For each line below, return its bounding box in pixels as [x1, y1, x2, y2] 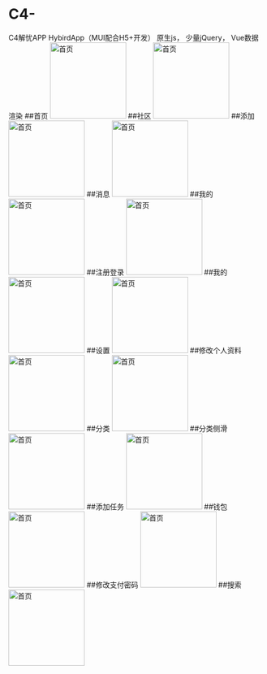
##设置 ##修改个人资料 [86, 345, 242, 355]
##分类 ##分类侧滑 [86, 423, 228, 433]
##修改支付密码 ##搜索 [86, 580, 242, 590]
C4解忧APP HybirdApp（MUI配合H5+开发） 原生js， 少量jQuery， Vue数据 [8, 32, 259, 42]
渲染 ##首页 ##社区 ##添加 [8, 110, 255, 120]
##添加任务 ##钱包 [86, 501, 228, 512]
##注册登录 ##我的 [86, 267, 228, 277]
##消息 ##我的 [86, 188, 213, 199]
